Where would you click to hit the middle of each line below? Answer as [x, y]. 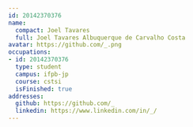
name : [17, 23]
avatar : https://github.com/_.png [65, 45]
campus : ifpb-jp [42, 74]
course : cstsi [38, 81]
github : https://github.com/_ [65, 103]
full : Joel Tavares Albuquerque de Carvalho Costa [100, 37]
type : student [38, 67]
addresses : [26, 96]
